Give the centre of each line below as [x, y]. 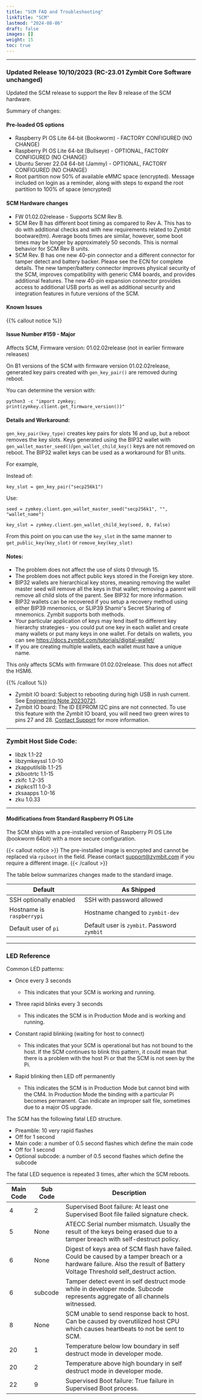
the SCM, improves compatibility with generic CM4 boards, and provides [105, 274]
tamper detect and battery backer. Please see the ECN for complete [99, 261]
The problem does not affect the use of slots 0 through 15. [87, 570]
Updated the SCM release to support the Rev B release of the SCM [89, 93]
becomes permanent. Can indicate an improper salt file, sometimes [107, 1101]
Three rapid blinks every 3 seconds [59, 1004]
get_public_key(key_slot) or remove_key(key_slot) [70, 542]
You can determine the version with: [51, 390]
